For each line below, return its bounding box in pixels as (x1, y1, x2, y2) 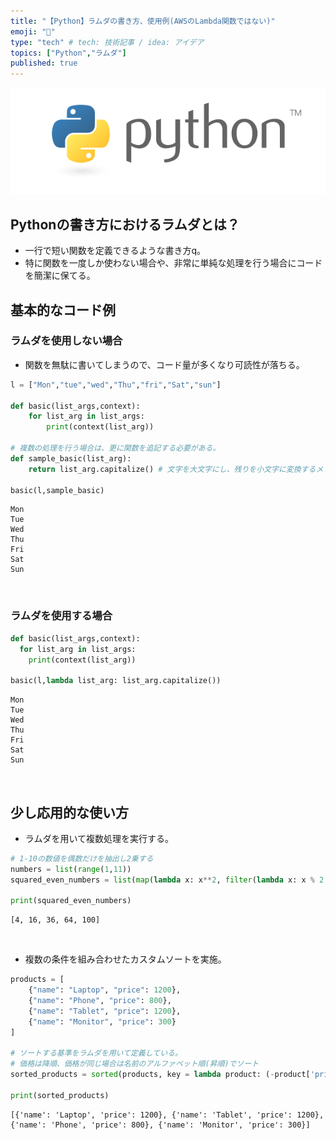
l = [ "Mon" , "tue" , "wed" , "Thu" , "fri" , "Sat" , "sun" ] (10, 380, 222, 390)
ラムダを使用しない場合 (10, 334, 123, 348)
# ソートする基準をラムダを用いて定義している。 (10, 1048, 183, 1059)
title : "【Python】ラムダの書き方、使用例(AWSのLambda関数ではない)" (10, 16, 276, 26)
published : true (10, 58, 78, 69)
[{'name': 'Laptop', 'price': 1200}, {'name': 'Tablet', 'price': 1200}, (10, 1110, 325, 1120)
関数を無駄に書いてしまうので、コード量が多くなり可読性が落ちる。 (24, 358, 305, 370)
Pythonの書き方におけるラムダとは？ (10, 216, 240, 233)
